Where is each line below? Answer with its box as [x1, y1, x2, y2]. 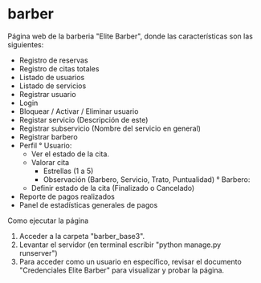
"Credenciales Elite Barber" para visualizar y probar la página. [18, 265, 225, 275]
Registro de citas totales [18, 63, 100, 73]
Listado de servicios [18, 81, 87, 91]
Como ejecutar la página [7, 216, 89, 225]
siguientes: [7, 39, 44, 49]
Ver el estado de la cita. [31, 149, 110, 159]
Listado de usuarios [18, 72, 85, 82]
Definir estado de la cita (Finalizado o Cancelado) [31, 183, 195, 192]
